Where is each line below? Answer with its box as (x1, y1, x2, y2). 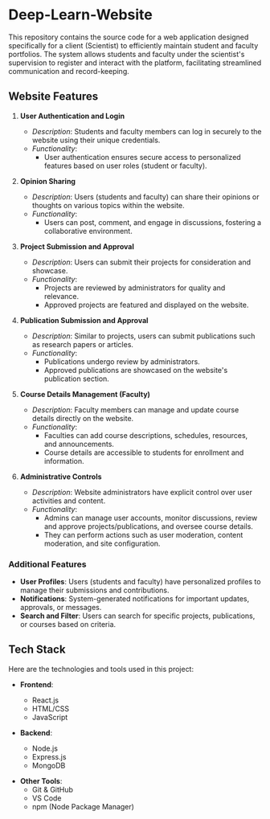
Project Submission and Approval (19, 241, 134, 251)
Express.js (31, 751, 67, 761)
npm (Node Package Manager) (31, 801, 135, 811)
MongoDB (31, 760, 66, 770)
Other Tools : (19, 776, 63, 785)
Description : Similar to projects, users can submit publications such (31, 331, 256, 341)
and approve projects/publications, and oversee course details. (43, 521, 253, 531)
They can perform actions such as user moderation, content (43, 530, 243, 539)
